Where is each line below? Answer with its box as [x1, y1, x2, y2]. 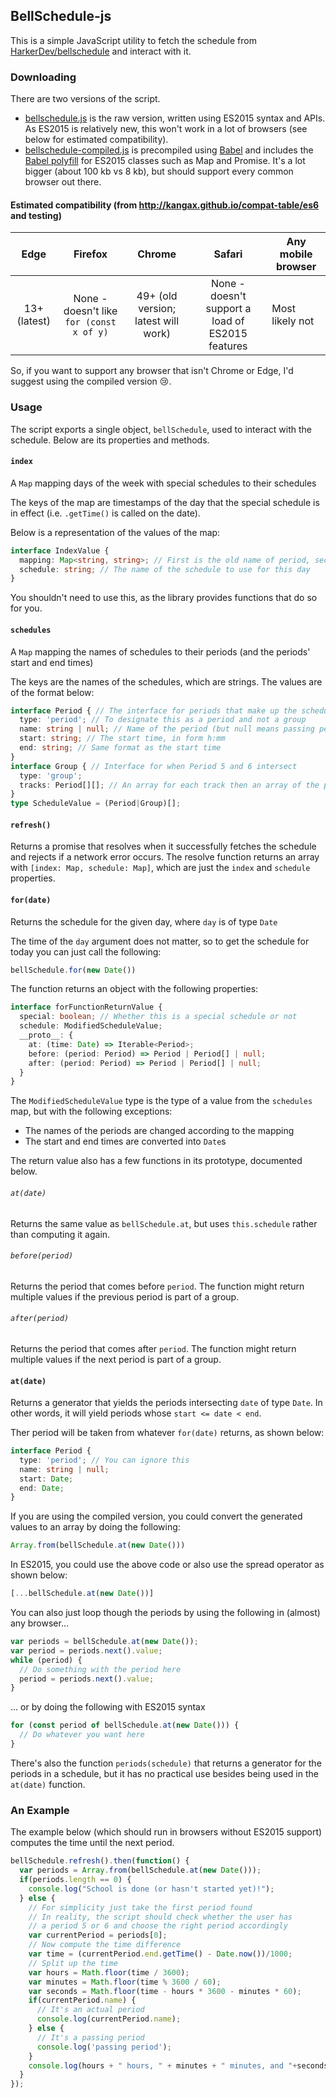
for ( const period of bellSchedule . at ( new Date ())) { [10, 1720, 240, 1731]
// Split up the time [28, 1958, 118, 1968]
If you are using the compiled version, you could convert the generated [10, 1510, 303, 1523]
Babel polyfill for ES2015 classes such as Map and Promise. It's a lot [24, 155, 306, 167]
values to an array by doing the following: [10, 1521, 181, 1533]
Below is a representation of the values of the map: [10, 526, 221, 538]
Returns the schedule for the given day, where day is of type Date [10, 915, 278, 928]
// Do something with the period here [19, 1664, 182, 1674]
